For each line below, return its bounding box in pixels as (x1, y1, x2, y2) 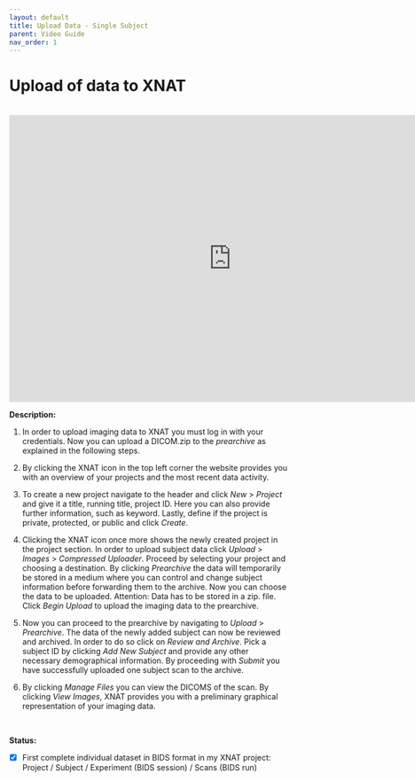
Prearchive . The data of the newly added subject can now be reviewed (21, 627, 281, 638)
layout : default (9, 12, 69, 22)
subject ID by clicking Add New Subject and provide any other (21, 646, 249, 657)
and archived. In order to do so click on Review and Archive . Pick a (21, 637, 267, 647)
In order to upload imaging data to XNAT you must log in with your (21, 426, 264, 437)
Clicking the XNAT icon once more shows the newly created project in (21, 535, 278, 545)
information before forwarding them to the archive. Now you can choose (21, 582, 286, 592)
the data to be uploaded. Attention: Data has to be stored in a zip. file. (21, 591, 277, 602)
